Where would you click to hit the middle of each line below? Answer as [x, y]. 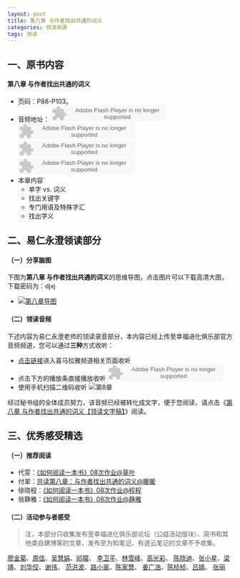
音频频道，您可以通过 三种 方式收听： [61, 345]
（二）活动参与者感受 [39, 517]
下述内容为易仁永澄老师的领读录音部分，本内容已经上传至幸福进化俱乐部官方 [120, 336]
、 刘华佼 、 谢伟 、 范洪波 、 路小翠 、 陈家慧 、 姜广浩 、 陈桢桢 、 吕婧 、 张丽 [120, 567]
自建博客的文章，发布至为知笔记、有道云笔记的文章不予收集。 [128, 543]
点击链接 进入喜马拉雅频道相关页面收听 [74, 360]
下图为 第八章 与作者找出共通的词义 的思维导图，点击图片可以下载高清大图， [118, 277]
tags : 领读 [22, 34]
